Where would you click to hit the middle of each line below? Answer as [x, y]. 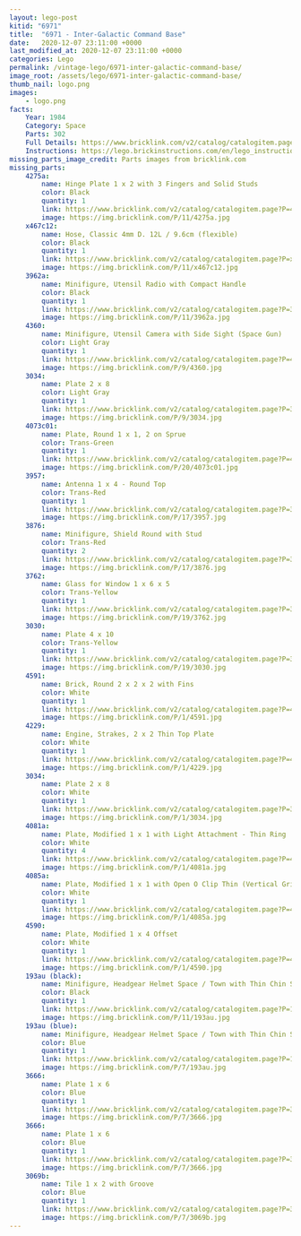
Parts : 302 [46, 134]
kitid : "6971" [36, 26]
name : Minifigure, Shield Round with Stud [122, 534]
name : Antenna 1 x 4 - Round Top [104, 484]
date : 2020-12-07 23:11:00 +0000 [76, 43]
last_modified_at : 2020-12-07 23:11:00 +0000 [95, 51]
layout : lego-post [43, 17]
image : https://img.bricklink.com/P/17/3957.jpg [134, 518]
